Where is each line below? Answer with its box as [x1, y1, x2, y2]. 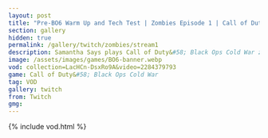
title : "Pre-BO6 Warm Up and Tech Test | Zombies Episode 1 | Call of [8, 19, 248, 27]
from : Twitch [8, 93, 52, 101]
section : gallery [8, 26, 66, 34]
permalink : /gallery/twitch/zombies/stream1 [8, 41, 159, 49]
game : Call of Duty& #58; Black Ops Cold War [8, 71, 159, 79]
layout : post [8, 11, 52, 20]
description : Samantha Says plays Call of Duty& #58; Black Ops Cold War [8, 48, 255, 56]
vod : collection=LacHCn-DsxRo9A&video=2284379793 [8, 63, 177, 71]
